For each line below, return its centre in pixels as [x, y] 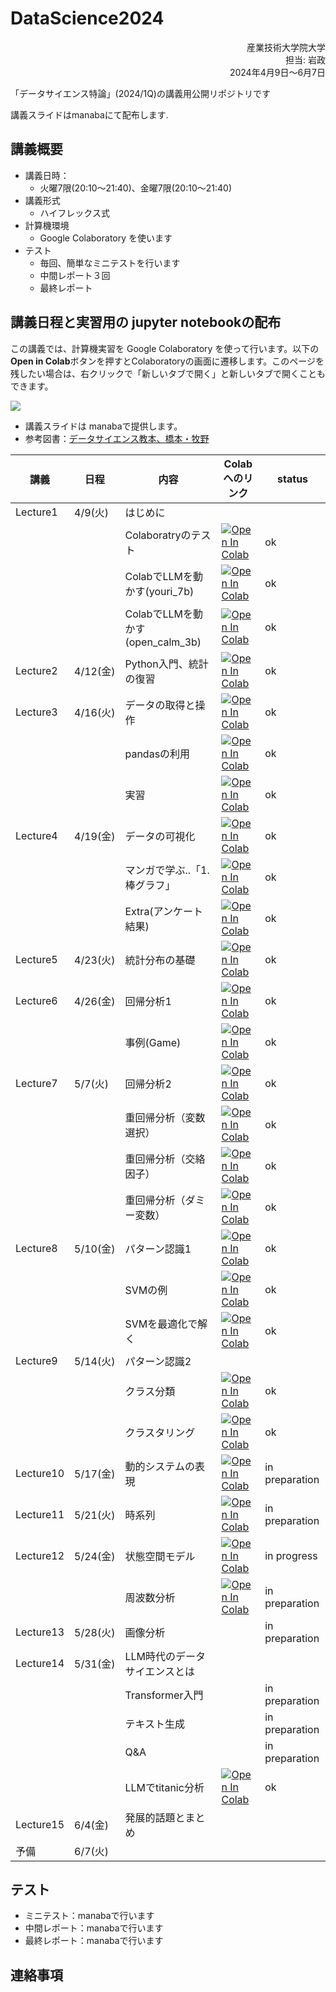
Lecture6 [36, 1000]
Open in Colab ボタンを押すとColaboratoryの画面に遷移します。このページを [167, 361]
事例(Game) [153, 1042]
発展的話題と [155, 1817]
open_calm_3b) [165, 642]
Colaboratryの [158, 535]
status [293, 479]
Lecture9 [36, 1360]
